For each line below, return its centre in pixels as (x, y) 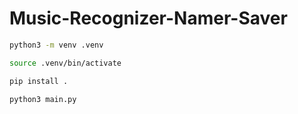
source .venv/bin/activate (65, 63)
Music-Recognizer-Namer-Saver (148, 18)
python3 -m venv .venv (56, 45)
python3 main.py (43, 99)
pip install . (39, 81)
